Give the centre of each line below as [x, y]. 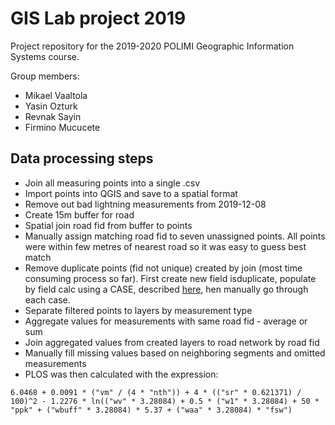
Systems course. [45, 56]
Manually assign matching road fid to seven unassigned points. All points [175, 236]
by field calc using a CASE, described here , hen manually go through [166, 289]
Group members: [45, 76]
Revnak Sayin [53, 116]
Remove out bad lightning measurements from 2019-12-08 [145, 204]
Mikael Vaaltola [56, 95]
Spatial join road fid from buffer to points [108, 225]
